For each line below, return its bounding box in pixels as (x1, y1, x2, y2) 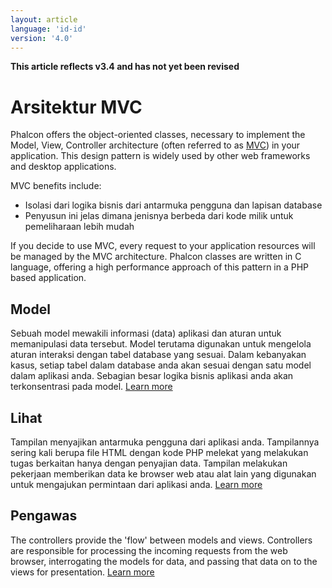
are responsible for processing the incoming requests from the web (10, 544, 288, 556)
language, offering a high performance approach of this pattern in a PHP (10, 261, 310, 273)
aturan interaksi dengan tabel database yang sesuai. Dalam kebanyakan (10, 349, 307, 361)
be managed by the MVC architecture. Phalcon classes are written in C (10, 251, 302, 263)
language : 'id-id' (10, 24, 87, 34)
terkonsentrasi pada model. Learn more (10, 381, 173, 393)
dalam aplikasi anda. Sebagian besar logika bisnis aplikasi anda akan (10, 370, 294, 382)
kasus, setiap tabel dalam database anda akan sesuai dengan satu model (10, 359, 312, 371)
